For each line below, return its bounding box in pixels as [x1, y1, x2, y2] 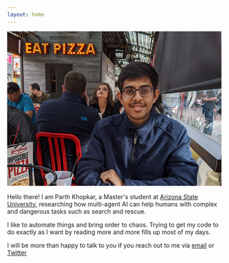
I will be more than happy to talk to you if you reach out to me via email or [7, 241, 215, 249]
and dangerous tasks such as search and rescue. [7, 207, 146, 216]
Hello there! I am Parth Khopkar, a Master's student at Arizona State [7, 192, 199, 201]
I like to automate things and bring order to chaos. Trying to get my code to [7, 220, 219, 229]
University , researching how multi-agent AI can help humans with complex [7, 200, 217, 208]
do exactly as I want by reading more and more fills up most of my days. [7, 227, 211, 236]
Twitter [7, 248, 27, 257]
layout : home [7, 11, 45, 18]
